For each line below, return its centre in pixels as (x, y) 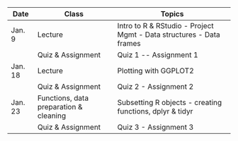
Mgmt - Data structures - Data (169, 35)
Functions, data (63, 98)
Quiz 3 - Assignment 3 (155, 127)
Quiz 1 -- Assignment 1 (158, 55)
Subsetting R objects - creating (170, 103)
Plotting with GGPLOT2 (156, 71)
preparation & (60, 107)
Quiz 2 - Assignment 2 (155, 86)
